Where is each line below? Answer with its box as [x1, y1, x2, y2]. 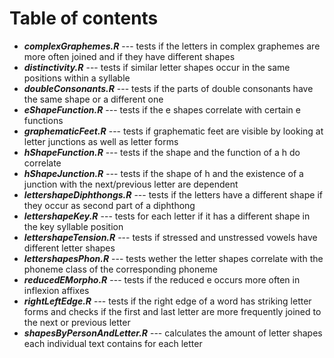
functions [23, 114, 64, 126]
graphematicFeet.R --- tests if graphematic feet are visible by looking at [23, 125, 324, 137]
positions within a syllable [23, 72, 131, 84]
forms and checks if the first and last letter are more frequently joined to [23, 305, 322, 317]
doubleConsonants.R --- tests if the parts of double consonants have [23, 82, 314, 94]
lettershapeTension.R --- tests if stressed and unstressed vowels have [23, 231, 318, 243]
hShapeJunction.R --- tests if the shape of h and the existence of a [23, 167, 304, 179]
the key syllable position [23, 220, 124, 232]
